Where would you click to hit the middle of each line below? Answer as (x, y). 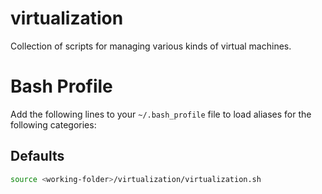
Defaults (37, 156)
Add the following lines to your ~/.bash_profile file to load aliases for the (161, 114)
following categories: (53, 124)
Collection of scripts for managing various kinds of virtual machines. (151, 46)
